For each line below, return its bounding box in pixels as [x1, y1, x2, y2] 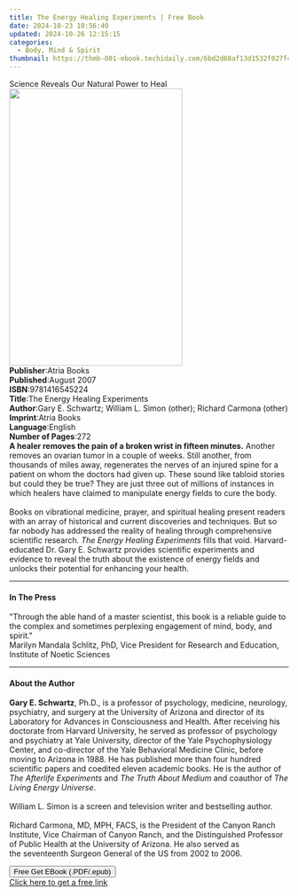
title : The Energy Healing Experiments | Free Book [9, 12, 204, 22]
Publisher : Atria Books [9, 365, 90, 375]
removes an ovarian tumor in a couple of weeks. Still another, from [9, 450, 252, 460]
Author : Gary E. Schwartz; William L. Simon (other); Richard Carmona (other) [9, 403, 288, 413]
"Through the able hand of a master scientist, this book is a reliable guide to [9, 611, 286, 622]
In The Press [9, 592, 57, 602]
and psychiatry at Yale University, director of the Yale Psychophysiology [9, 735, 272, 746]
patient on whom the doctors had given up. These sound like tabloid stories [9, 469, 286, 479]
